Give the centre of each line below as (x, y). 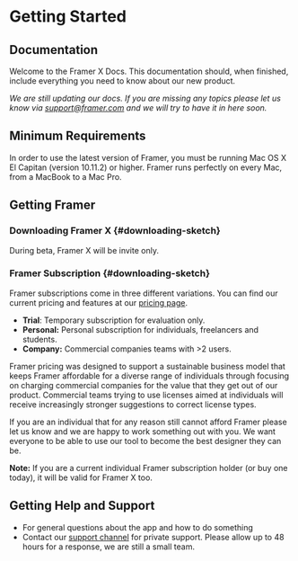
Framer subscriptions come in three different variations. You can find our (144, 293)
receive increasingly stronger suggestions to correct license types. (133, 404)
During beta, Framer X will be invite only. (84, 250)
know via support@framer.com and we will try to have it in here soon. (138, 108)
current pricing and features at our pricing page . (99, 302)
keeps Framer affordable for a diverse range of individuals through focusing (149, 376)
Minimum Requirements (78, 136)
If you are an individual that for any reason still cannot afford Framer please (148, 422)
